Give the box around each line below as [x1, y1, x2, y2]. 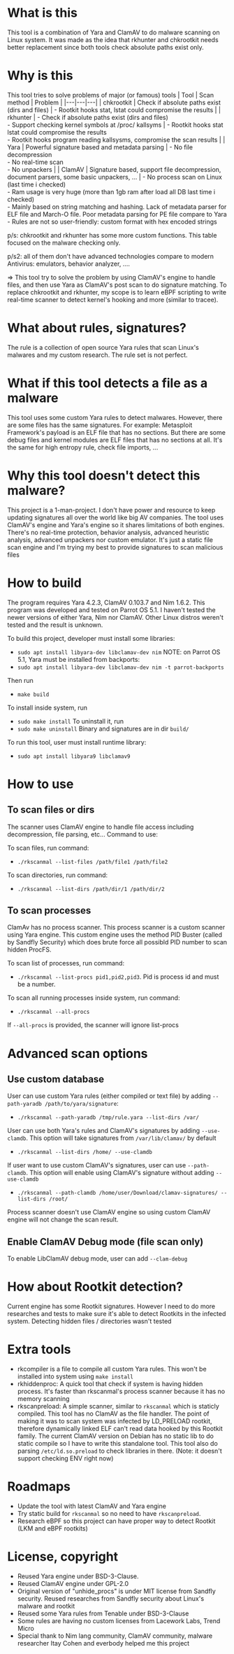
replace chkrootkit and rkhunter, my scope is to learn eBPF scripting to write [7, 287, 227, 296]
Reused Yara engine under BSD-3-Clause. [17, 1572, 139, 1580]
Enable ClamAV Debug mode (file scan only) [7, 1235, 204, 1247]
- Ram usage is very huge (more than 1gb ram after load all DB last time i [7, 187, 215, 196]
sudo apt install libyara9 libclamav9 [17, 752, 131, 760]
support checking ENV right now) [17, 1454, 114, 1463]
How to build [7, 575, 82, 590]
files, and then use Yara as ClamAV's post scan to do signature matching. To [7, 280, 227, 289]
